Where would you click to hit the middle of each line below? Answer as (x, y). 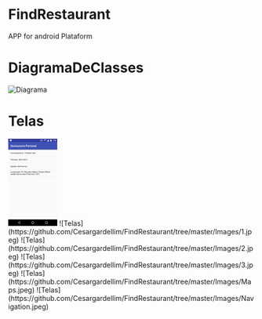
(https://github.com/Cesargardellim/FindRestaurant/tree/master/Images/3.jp (131, 265)
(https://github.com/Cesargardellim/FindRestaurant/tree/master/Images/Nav (131, 298)
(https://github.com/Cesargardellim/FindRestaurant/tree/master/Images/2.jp (131, 248)
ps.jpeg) (22, 290)
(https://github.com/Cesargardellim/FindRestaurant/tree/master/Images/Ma (130, 281)
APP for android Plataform (50, 36)
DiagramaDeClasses (76, 68)
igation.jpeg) (29, 306)
